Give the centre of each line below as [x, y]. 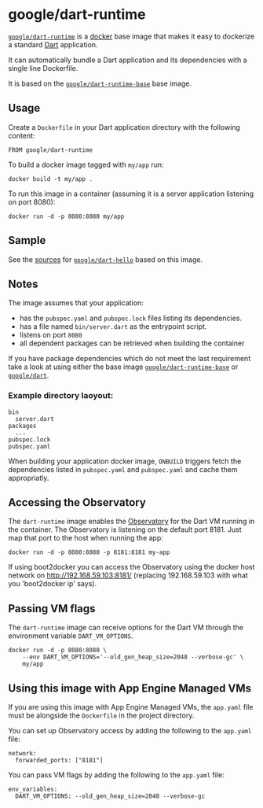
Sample [27, 240]
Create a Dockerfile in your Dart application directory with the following [124, 127]
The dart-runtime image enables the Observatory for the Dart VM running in [131, 522]
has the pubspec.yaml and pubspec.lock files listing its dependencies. [130, 318]
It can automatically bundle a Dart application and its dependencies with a [128, 60]
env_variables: [33, 790]
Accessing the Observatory [77, 502]
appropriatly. [29, 478]
